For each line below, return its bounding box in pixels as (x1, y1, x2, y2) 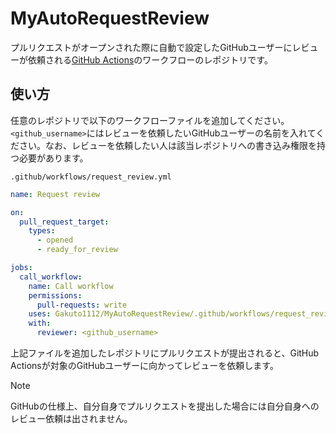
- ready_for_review (36, 245, 118, 255)
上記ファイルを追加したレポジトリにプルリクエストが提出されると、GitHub (10, 347, 320, 359)
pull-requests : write (36, 300, 128, 310)
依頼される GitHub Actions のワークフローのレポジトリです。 (27, 53, 273, 66)
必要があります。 (18, 152, 89, 164)
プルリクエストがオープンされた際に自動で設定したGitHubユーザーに (10, 41, 293, 53)
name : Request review (10, 189, 101, 199)
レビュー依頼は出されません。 (10, 413, 133, 424)
